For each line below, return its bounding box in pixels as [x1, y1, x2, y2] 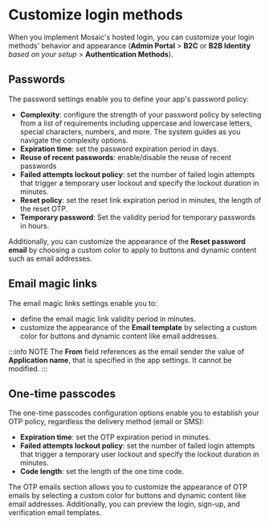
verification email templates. [8, 508, 102, 518]
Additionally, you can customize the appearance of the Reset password [8, 236, 247, 246]
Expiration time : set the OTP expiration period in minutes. [19, 432, 211, 442]
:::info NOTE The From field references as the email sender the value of [8, 346, 245, 356]
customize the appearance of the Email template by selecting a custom [19, 322, 257, 332]
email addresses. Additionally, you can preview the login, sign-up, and [8, 499, 241, 509]
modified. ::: [8, 364, 48, 373]
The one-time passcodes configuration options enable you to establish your [8, 408, 259, 418]
